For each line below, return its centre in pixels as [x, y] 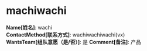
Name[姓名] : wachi [29, 27]
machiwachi [36, 11]
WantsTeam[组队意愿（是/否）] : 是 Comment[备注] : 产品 [74, 42]
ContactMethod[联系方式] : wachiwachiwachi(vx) [66, 34]
